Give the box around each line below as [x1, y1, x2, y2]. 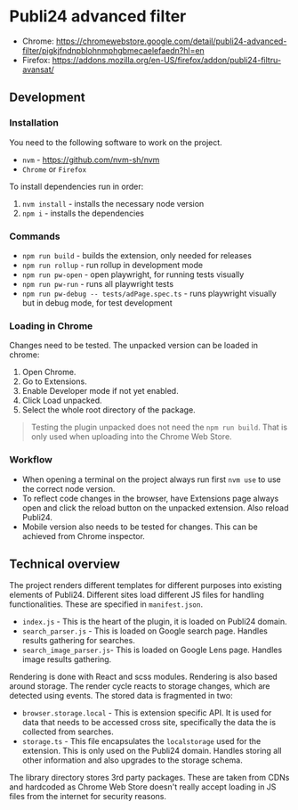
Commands [9, 230, 60, 242]
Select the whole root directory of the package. [21, 405, 196, 415]
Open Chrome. [21, 367, 77, 378]
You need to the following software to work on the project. [9, 136, 222, 148]
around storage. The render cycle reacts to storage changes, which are [9, 681, 270, 691]
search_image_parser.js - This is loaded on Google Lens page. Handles [21, 644, 283, 656]
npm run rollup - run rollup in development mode [21, 259, 203, 270]
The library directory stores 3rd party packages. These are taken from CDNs [9, 773, 290, 783]
